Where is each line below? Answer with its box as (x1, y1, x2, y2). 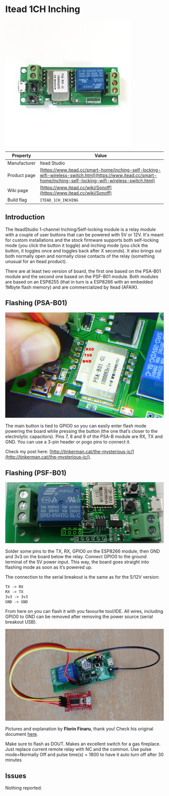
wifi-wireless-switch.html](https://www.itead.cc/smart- (40, 172, 157, 178)
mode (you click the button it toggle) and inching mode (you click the (5, 242, 148, 248)
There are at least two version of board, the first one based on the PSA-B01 (5, 268, 161, 274)
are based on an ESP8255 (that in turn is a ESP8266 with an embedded (5, 279, 153, 285)
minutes (5, 757, 22, 763)
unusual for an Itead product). (5, 258, 67, 264)
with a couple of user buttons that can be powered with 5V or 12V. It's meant (5, 231, 164, 237)
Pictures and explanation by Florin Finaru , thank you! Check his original (5, 726, 153, 732)
